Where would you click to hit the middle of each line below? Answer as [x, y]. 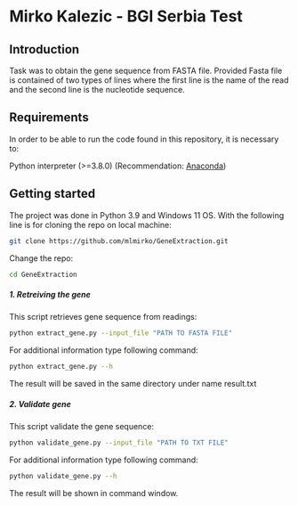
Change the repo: [41, 258]
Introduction [44, 49]
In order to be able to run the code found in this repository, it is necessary [144, 139]
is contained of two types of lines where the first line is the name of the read [149, 80]
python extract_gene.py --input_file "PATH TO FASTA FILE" [121, 333]
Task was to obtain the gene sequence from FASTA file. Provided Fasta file [146, 70]
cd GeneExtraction [43, 274]
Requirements [49, 118]
